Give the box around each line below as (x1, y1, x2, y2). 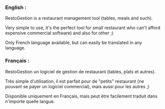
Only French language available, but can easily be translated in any (5, 40, 143, 46)
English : (5, 4, 27, 11)
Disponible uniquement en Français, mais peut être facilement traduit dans (5, 93, 158, 99)
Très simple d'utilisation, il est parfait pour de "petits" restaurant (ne (5, 78, 144, 84)
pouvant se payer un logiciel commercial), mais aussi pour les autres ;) (5, 83, 150, 89)
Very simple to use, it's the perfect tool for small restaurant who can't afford (5, 25, 161, 31)
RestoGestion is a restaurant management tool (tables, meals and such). (5, 15, 153, 21)
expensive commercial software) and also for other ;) (5, 30, 114, 36)
